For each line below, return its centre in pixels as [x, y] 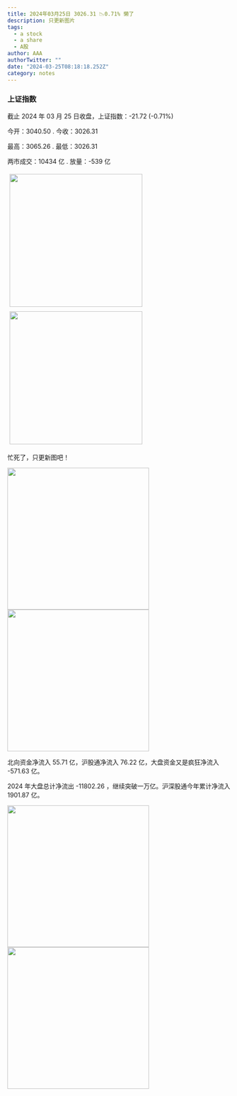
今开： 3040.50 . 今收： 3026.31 [53, 131]
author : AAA [25, 54]
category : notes [31, 73]
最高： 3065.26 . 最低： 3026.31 [52, 146]
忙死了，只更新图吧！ [38, 457]
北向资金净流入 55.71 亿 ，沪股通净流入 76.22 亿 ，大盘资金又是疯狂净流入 [113, 762]
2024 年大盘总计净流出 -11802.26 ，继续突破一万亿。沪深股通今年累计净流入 [119, 786]
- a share [28, 40]
